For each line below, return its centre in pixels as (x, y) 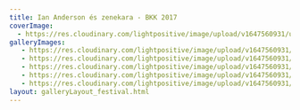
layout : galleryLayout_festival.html (79, 91)
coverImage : (31, 26)
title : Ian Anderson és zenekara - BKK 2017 (93, 17)
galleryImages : (37, 42)
